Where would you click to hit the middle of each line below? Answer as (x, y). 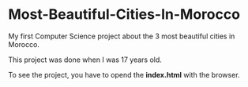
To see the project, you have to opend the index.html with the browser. (124, 74)
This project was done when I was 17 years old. (85, 60)
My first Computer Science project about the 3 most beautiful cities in (122, 36)
